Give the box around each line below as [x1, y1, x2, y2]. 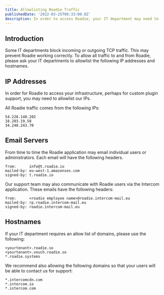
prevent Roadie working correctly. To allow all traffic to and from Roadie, [5, 52, 151, 59]
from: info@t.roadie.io [5, 164, 65, 169]
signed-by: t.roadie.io [5, 172, 54, 177]
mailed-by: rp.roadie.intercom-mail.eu [5, 200, 87, 205]
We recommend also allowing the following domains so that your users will [5, 263, 156, 269]
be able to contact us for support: [5, 268, 73, 273]
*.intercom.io [5, 281, 34, 287]
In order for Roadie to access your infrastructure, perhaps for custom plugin [5, 90, 158, 96]
